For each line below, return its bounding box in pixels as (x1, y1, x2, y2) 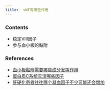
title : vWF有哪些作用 (5, 7, 49, 12)
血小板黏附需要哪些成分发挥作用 (12, 67, 78, 73)
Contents (5, 23, 28, 30)
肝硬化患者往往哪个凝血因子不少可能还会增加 (12, 79, 105, 85)
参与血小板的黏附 (12, 42, 48, 48)
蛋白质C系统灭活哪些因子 (12, 73, 64, 79)
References (5, 54, 34, 61)
